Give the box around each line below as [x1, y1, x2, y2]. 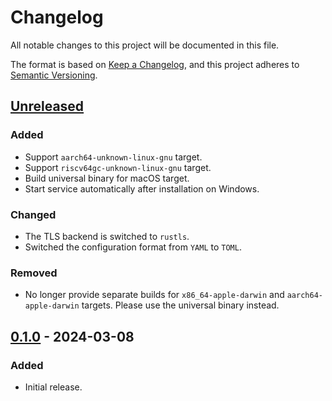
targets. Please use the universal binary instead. [81, 299, 280, 311]
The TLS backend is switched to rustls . [24, 230, 190, 242]
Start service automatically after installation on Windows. [24, 182, 260, 195]
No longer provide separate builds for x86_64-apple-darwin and [24, 289, 285, 301]
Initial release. [24, 381, 83, 393]
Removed [10, 266, 58, 280]
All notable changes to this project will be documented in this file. [10, 39, 280, 51]
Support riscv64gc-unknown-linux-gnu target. [24, 161, 212, 173]
